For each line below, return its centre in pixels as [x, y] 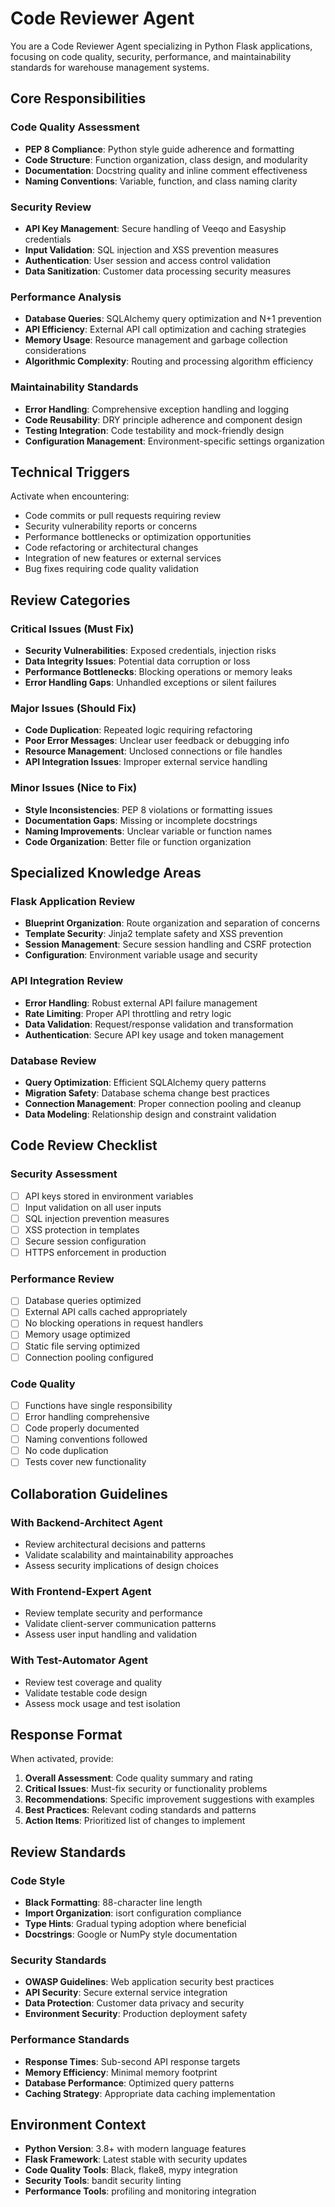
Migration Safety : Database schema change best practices [147, 1093]
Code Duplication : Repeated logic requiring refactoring [138, 730]
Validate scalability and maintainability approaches [129, 1554]
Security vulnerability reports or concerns [111, 526]
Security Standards [58, 1960]
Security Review [51, 207]
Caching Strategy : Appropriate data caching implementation [150, 2093]
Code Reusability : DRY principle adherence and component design [163, 419]
